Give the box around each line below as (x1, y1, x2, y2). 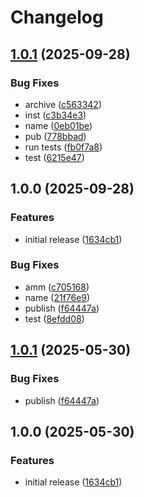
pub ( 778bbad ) (24, 130, 87, 142)
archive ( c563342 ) (24, 98, 102, 110)
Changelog (10, 6, 104, 29)
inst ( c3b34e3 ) (24, 109, 87, 121)
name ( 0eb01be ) (24, 119, 93, 131)
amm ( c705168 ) (24, 281, 90, 293)
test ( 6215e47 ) (24, 151, 85, 163)
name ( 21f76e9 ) (24, 291, 91, 303)
